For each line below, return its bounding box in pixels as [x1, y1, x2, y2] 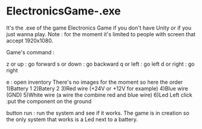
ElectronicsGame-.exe [6, 4, 121, 18]
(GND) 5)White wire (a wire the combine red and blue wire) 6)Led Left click [6, 91, 193, 98]
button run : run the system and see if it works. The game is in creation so [6, 109, 190, 116]
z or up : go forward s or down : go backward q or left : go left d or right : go [6, 60, 195, 68]
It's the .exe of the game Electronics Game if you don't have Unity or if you [6, 24, 192, 31]
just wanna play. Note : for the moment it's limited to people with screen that [6, 30, 196, 37]
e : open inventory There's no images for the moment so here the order [6, 78, 183, 86]
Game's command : [6, 48, 55, 55]
